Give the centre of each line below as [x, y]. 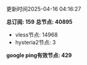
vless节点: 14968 [36, 35]
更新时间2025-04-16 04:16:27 [44, 9]
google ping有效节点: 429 [39, 55]
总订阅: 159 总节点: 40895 [40, 22]
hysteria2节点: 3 [35, 42]
